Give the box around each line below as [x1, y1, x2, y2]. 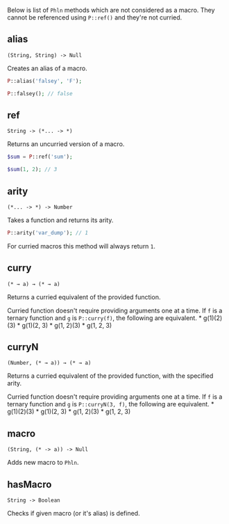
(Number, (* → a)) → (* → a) [7, 360, 92, 367]
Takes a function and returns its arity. [7, 216, 114, 224]
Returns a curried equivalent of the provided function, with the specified [7, 372, 214, 380]
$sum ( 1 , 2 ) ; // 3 [7, 166, 58, 173]
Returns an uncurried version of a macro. [7, 140, 125, 148]
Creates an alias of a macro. [7, 64, 88, 72]
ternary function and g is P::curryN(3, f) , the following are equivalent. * [7, 400, 214, 408]
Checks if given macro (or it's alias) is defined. [7, 509, 140, 518]
